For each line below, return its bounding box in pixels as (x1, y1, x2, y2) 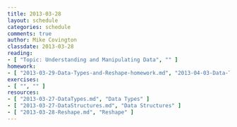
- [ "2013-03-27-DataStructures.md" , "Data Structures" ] (7, 102, 181, 109)
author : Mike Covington (7, 37, 78, 44)
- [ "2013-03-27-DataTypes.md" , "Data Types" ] (7, 96, 150, 103)
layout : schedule (7, 17, 59, 24)
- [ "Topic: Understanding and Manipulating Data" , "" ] (7, 56, 178, 64)
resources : (7, 89, 39, 96)
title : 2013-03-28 (7, 10, 61, 18)
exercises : (7, 75, 39, 83)
